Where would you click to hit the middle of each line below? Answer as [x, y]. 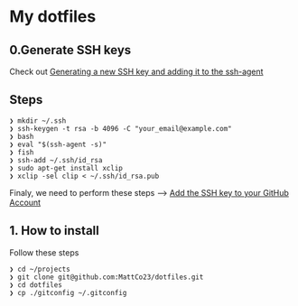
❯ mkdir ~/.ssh [38, 121]
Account [25, 202]
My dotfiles [53, 17]
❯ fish [22, 152]
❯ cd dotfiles [36, 285]
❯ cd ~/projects [40, 269]
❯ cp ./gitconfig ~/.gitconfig [68, 292]
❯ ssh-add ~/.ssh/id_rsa [56, 160]
